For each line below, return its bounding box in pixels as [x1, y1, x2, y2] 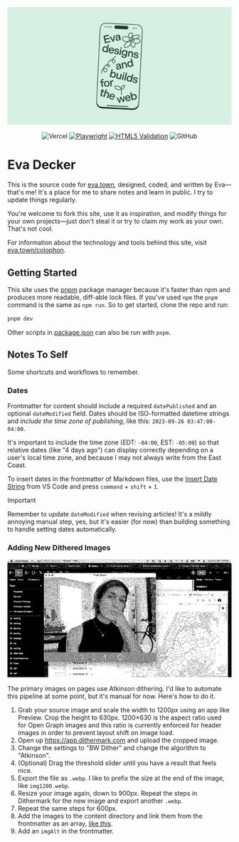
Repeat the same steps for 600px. [17, 804, 118, 813]
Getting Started [7, 266, 78, 279]
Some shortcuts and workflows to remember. [7, 368, 140, 376]
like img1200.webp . [17, 781, 70, 790]
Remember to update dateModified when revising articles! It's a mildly [7, 510, 212, 519]
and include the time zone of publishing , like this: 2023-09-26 [7, 417, 185, 425]
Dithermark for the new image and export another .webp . [17, 796, 183, 805]
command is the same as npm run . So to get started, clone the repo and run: [7, 301, 229, 309]
